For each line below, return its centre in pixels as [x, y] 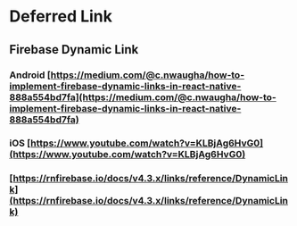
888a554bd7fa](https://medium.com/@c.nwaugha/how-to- [143, 97]
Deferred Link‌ [61, 17]
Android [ [30, 75]
